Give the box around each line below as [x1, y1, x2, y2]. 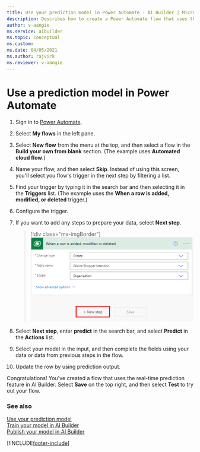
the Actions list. [15, 334, 55, 341]
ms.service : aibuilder [7, 29, 63, 34]
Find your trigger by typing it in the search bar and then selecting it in [15, 183, 185, 190]
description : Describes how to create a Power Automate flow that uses [7, 15, 188, 22]
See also [7, 402, 32, 410]
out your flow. [7, 387, 40, 394]
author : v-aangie [7, 22, 50, 28]
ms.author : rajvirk [7, 53, 55, 59]
